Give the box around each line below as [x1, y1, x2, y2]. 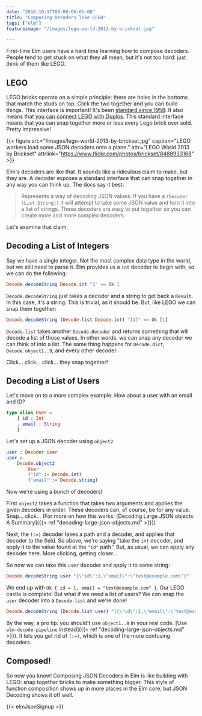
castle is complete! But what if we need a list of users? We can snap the [6, 591, 185, 598]
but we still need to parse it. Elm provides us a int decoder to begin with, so [6, 263, 195, 270]
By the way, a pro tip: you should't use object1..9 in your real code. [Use [6, 619, 188, 626]
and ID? [6, 398, 25, 405]
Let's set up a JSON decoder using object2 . [6, 437, 115, 444]
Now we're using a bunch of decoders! [6, 488, 103, 496]
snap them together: [6, 305, 57, 312]
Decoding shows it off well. [6, 691, 74, 699]
